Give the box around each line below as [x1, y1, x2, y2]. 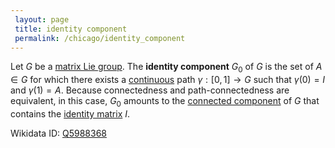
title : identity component [14, 24, 128, 34]
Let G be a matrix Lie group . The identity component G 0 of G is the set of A [10, 61, 323, 75]
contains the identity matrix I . [10, 107, 131, 120]
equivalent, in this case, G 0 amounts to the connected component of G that [10, 95, 320, 109]
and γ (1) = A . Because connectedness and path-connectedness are [10, 84, 290, 96]
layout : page [14, 14, 70, 25]
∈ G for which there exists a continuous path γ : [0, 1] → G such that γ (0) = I [10, 74, 326, 86]
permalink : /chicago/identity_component [14, 33, 186, 43]
